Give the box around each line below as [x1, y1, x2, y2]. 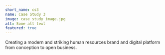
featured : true [5, 26, 37, 31]
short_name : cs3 [5, 7, 39, 12]
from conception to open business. [5, 45, 77, 51]
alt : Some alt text [5, 21, 46, 26]
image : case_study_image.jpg [5, 16, 66, 21]
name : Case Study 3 [5, 12, 46, 17]
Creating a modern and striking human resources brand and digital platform [5, 39, 161, 45]
